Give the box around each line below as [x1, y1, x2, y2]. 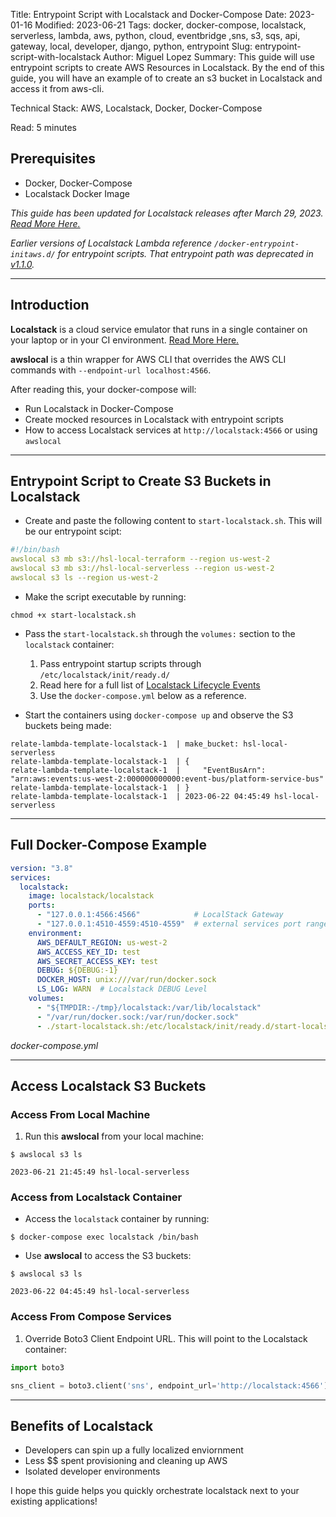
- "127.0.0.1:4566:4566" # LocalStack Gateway [36, 910, 284, 920]
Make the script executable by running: [24, 590, 187, 603]
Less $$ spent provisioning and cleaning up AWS [24, 1455, 228, 1467]
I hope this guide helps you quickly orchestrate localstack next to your [10, 1485, 300, 1497]
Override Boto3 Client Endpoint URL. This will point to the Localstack [24, 1332, 308, 1344]
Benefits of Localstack [10, 1417, 154, 1434]
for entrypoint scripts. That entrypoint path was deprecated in [57, 247, 314, 259]
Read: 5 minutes [10, 122, 77, 133]
